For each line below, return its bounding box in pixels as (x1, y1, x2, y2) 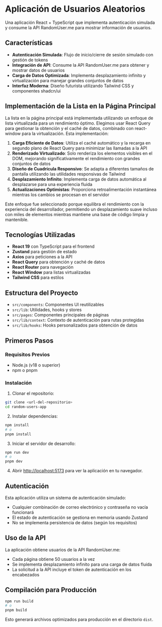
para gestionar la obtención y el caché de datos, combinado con (5, 125, 134, 131)
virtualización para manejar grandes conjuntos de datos (12, 77, 124, 83)
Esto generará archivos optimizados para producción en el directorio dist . (5, 617, 154, 623)
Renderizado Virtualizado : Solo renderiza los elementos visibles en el (12, 150, 153, 156)
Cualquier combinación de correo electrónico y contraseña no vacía (12, 504, 148, 510)
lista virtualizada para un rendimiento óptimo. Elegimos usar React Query (5, 120, 151, 126)
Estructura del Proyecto (5, 289, 79, 297)
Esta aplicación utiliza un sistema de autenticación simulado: (5, 495, 126, 500)
